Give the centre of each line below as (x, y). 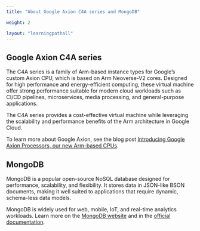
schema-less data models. (39, 198)
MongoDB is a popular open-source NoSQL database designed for (88, 179)
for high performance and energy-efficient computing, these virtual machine (100, 85)
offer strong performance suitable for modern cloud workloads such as (93, 91)
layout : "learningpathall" (40, 33)
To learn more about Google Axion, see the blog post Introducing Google (96, 139)
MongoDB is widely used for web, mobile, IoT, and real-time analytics (92, 209)
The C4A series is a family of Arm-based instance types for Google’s (91, 72)
